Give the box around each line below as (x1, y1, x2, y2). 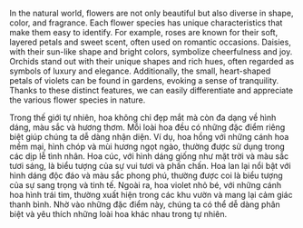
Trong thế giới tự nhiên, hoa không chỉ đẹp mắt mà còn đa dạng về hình (9, 113, 277, 123)
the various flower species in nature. (9, 94, 146, 105)
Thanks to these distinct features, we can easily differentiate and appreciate (9, 85, 294, 95)
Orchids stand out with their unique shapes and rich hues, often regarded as (9, 56, 295, 66)
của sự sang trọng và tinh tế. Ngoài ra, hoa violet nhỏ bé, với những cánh (9, 180, 282, 190)
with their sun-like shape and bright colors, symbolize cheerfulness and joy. (9, 46, 293, 57)
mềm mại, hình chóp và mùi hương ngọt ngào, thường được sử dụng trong (9, 141, 286, 152)
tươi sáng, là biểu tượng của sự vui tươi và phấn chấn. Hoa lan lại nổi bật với (9, 161, 292, 171)
